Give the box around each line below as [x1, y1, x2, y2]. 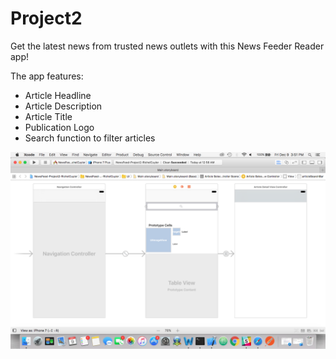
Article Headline [24, 89, 92, 101]
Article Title [24, 110, 73, 122]
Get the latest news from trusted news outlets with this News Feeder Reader [10, 40, 325, 52]
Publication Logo [24, 121, 95, 133]
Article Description [24, 100, 103, 112]
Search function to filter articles [24, 132, 156, 144]
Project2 [10, 7, 83, 30]
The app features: [10, 70, 84, 82]
